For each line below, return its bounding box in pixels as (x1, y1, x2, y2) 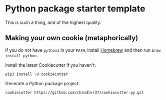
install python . (5, 52, 38, 58)
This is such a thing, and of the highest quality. (5, 19, 101, 25)
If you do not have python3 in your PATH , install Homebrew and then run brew (5, 47, 161, 53)
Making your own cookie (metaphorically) (5, 34, 138, 42)
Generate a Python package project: (5, 80, 80, 86)
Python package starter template (5, 3, 145, 14)
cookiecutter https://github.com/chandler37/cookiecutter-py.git (5, 90, 144, 95)
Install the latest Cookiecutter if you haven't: (5, 62, 96, 68)
